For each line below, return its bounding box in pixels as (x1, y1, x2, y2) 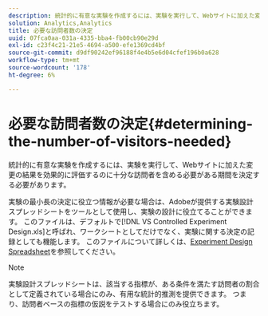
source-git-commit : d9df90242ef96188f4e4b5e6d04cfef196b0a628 (8, 49, 219, 57)
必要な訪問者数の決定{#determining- (8, 115, 254, 132)
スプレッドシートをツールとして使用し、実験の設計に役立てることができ (8, 207, 246, 216)
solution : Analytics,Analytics (8, 19, 112, 27)
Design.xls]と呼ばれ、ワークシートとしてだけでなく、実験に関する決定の (8, 227, 248, 236)
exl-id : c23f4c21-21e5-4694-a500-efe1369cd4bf (8, 41, 166, 49)
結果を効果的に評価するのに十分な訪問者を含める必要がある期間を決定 (22, 169, 253, 180)
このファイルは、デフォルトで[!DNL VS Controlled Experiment (23, 216, 227, 226)
